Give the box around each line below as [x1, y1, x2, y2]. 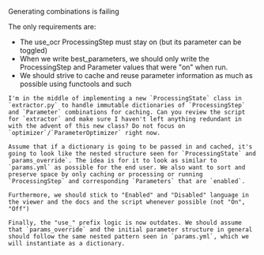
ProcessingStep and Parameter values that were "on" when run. [19, 62, 228, 72]
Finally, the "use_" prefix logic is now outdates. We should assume [8, 219, 243, 227]
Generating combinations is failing [8, 7, 120, 16]
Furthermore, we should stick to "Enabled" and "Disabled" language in [8, 191, 249, 199]
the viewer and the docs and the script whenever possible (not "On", [8, 198, 246, 206]
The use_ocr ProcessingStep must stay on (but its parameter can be [19, 37, 242, 47]
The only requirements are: [8, 22, 96, 31]
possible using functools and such [19, 79, 132, 88]
